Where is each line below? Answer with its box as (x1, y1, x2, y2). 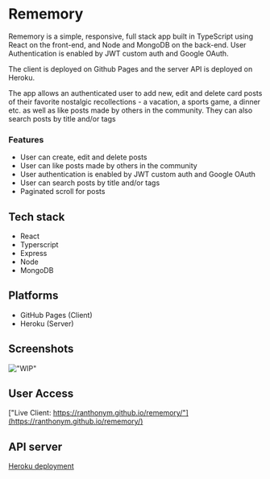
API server (8, 440, 63, 453)
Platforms (8, 289, 59, 303)
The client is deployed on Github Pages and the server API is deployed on (8, 64, 253, 73)
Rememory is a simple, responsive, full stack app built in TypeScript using (8, 31, 254, 41)
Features (8, 134, 44, 145)
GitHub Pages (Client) (19, 310, 93, 320)
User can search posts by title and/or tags (19, 178, 160, 188)
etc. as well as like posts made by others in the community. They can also (8, 105, 253, 115)
